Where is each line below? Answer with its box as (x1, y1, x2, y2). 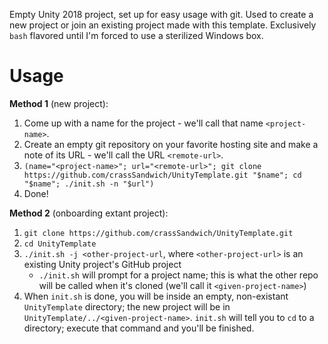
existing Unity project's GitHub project (23, 258, 182, 270)
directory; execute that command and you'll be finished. (23, 322, 255, 334)
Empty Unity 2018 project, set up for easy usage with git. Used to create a (9, 9, 314, 20)
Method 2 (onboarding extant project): (9, 207, 169, 219)
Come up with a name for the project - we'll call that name (23, 117, 264, 129)
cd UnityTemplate (23, 239, 97, 249)
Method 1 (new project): (9, 97, 109, 109)
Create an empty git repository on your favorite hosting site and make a (23, 138, 319, 150)
